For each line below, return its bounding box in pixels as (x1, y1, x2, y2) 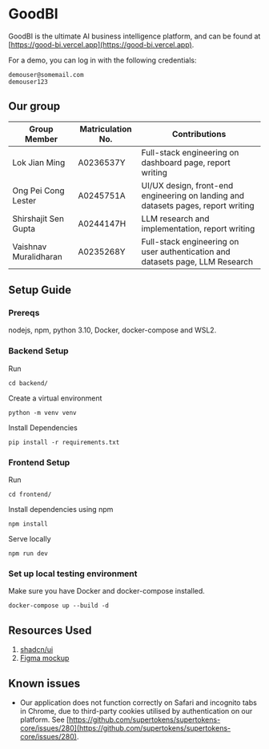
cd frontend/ (8, 490, 52, 499)
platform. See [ (19, 715, 70, 724)
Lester (12, 195, 37, 206)
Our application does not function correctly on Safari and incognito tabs (19, 698, 258, 707)
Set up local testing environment (8, 568, 138, 579)
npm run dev (8, 550, 48, 558)
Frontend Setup (8, 457, 70, 468)
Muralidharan (12, 251, 62, 262)
